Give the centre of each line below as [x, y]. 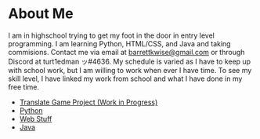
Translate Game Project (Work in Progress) [88, 102]
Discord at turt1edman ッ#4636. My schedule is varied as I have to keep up [130, 61]
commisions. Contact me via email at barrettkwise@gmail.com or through [126, 52]
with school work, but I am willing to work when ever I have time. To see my [130, 70]
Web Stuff [36, 119]
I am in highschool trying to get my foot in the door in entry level [112, 35]
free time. [23, 86]
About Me [41, 14]
